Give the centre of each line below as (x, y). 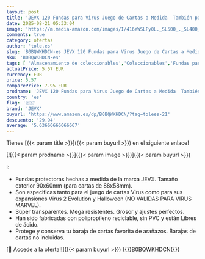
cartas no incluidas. (40, 238)
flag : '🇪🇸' (21, 103)
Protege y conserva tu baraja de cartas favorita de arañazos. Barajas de (106, 231)
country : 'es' (24, 97)
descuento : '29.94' (31, 120)
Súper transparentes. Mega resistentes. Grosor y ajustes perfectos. (100, 212)
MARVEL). (28, 205)
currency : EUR (24, 75)
